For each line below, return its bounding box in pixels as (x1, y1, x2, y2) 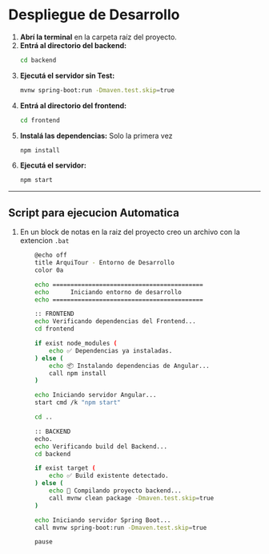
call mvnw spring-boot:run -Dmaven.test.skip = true (34, 524, 207, 532)
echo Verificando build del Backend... (34, 443, 168, 451)
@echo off (34, 251, 67, 260)
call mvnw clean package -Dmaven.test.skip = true (49, 494, 215, 502)
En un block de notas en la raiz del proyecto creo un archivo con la (19, 227, 240, 237)
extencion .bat (19, 236, 70, 245)
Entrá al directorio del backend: (19, 40, 126, 50)
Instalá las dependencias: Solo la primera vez (19, 131, 173, 140)
